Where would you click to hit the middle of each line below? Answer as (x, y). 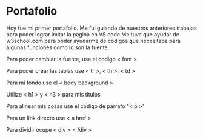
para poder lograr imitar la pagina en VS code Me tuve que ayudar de (93, 34)
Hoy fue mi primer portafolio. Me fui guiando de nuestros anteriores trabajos (101, 28)
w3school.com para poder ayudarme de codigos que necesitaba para (93, 41)
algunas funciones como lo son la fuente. (58, 47)
